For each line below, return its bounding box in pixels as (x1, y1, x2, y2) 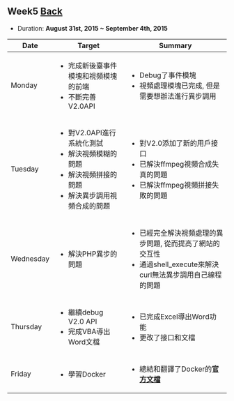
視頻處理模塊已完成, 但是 (139, 80, 221, 90)
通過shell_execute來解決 (139, 259, 219, 269)
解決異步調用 (68, 190, 111, 200)
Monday (10, 80, 38, 90)
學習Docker (68, 369, 107, 379)
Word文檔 (68, 337, 100, 347)
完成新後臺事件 (68, 61, 118, 70)
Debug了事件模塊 (139, 70, 196, 80)
